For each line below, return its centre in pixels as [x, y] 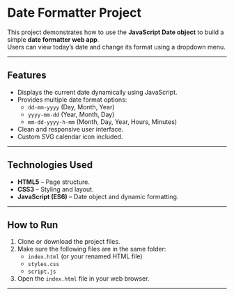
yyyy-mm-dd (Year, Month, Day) [71, 114]
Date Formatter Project [74, 13]
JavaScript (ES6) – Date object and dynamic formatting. [98, 196]
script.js [42, 272]
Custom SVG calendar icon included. [70, 137]
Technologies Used [50, 165]
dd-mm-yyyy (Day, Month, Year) [71, 107]
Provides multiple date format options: [72, 100]
